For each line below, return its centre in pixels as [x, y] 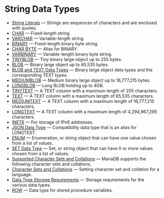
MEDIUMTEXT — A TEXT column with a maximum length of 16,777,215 [83, 101]
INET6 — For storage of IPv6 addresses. [53, 122]
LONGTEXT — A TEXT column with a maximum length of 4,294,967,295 [84, 111]
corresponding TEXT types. [40, 75]
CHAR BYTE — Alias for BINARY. [45, 49]
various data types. [31, 185]
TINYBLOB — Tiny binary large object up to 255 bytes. [67, 59]
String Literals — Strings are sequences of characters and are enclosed [84, 23]
